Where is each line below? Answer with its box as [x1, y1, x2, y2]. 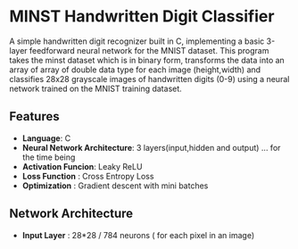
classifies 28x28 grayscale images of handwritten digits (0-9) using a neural [9, 73, 290, 84]
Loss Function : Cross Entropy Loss [21, 170, 154, 181]
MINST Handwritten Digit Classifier [9, 6, 275, 27]
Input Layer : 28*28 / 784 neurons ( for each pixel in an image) [21, 229, 255, 240]
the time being [21, 152, 76, 162]
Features [9, 109, 60, 124]
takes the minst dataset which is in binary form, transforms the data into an [9, 54, 286, 65]
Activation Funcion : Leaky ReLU [21, 161, 143, 171]
